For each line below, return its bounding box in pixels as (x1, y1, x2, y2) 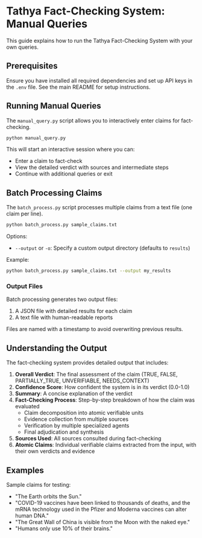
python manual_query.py (6, 134, 66, 141)
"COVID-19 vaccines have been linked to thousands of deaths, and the (14, 499, 191, 506)
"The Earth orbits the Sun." (14, 493, 82, 500)
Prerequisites (6, 61, 58, 71)
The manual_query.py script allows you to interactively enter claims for (6, 116, 180, 124)
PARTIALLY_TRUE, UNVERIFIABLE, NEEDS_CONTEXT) (14, 377, 150, 384)
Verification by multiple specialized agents (24, 422, 130, 429)
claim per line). (6, 210, 43, 218)
